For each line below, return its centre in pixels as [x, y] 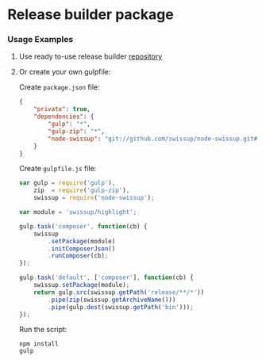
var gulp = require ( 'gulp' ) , [67, 183]
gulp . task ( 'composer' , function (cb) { [83, 226]
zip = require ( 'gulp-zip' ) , [82, 191]
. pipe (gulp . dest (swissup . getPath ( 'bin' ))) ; [121, 307]
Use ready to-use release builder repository [91, 56]
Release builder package [91, 15]
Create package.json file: [59, 87]
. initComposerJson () [82, 248]
